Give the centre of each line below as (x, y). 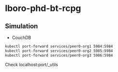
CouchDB (21, 37)
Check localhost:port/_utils (32, 64)
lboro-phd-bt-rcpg (43, 8)
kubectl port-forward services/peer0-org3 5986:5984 (59, 55)
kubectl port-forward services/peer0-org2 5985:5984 (59, 51)
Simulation (21, 26)
